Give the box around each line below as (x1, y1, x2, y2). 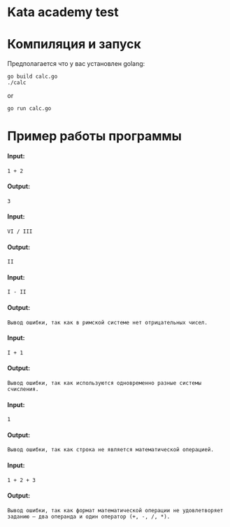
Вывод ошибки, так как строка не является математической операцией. (7, 446, 215, 453)
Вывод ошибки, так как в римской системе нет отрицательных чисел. (7, 319, 208, 326)
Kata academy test (7, 4, 119, 20)
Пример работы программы (7, 128, 182, 144)
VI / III (7, 228, 33, 235)
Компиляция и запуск (7, 36, 141, 53)
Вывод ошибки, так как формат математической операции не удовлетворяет (7, 507, 224, 514)
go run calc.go (7, 105, 52, 112)
